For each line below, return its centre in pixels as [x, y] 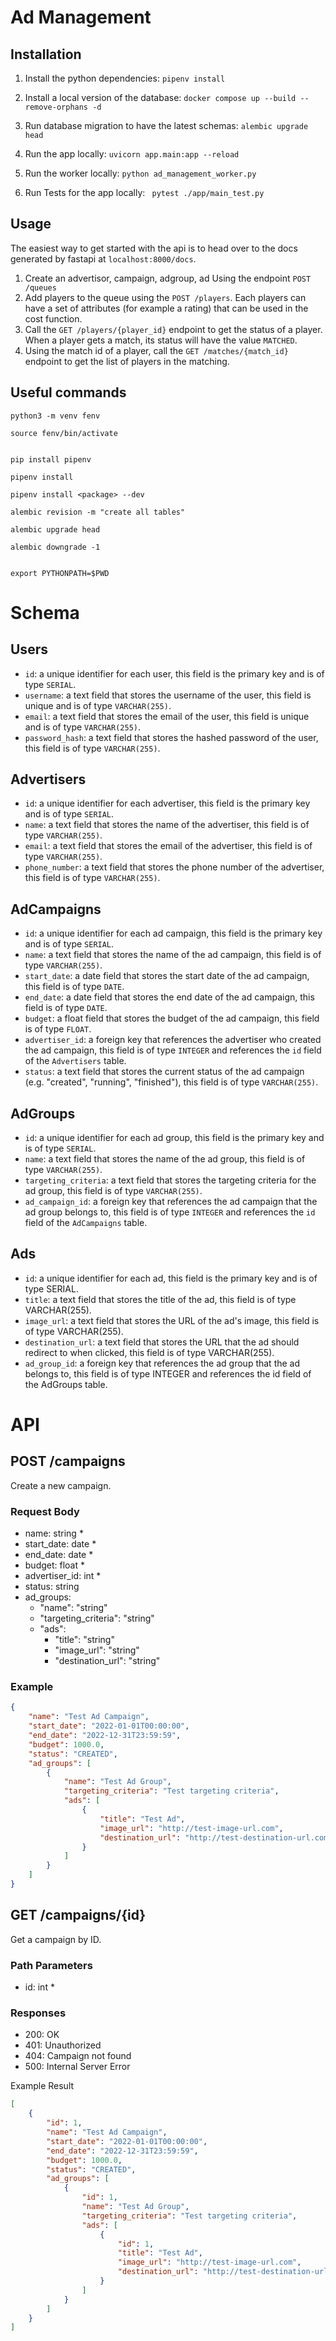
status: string [52, 1587]
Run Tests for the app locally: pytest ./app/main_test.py [144, 192]
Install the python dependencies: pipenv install [125, 78]
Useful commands [68, 392]
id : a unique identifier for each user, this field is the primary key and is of [174, 673]
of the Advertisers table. [75, 1061]
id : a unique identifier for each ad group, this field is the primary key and [174, 1138]
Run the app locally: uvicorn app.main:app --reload [132, 154]
